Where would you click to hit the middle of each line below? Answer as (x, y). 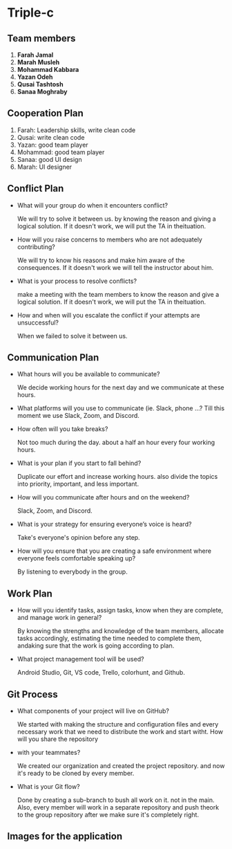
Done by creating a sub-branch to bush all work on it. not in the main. (116, 800)
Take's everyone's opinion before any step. (78, 538)
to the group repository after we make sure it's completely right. (108, 815)
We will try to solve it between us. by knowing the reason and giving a (116, 219)
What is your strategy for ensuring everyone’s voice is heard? (104, 524)
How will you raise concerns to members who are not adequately (109, 239)
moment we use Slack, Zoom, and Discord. (78, 416)
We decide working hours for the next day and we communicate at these (120, 387)
